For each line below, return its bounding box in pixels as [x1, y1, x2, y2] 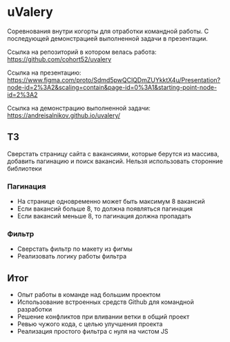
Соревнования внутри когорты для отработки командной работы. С [7, 27, 209, 35]
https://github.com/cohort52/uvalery [7, 55, 112, 63]
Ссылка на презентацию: [7, 68, 82, 77]
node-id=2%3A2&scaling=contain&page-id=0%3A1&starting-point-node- [7, 83, 218, 91]
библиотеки [7, 164, 42, 173]
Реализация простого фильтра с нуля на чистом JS [17, 327, 169, 336]
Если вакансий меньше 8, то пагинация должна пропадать [17, 212, 191, 220]
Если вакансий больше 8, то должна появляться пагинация [17, 205, 193, 213]
